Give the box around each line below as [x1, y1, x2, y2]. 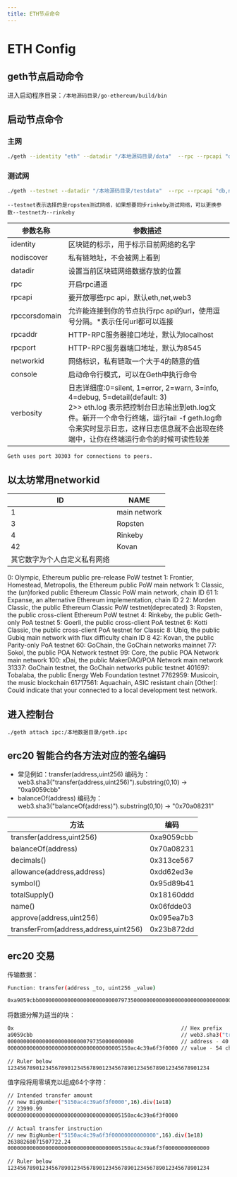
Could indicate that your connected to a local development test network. [7, 686, 217, 694]
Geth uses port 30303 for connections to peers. [7, 453, 153, 460]
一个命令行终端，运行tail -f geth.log [96, 413, 215, 423]
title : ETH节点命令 [7, 10, 61, 18]
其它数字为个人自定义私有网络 [11, 555, 111, 565]
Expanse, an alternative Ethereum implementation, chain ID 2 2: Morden [7, 596, 217, 604]
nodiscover [11, 253, 48, 263]
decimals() [11, 855, 47, 865]
